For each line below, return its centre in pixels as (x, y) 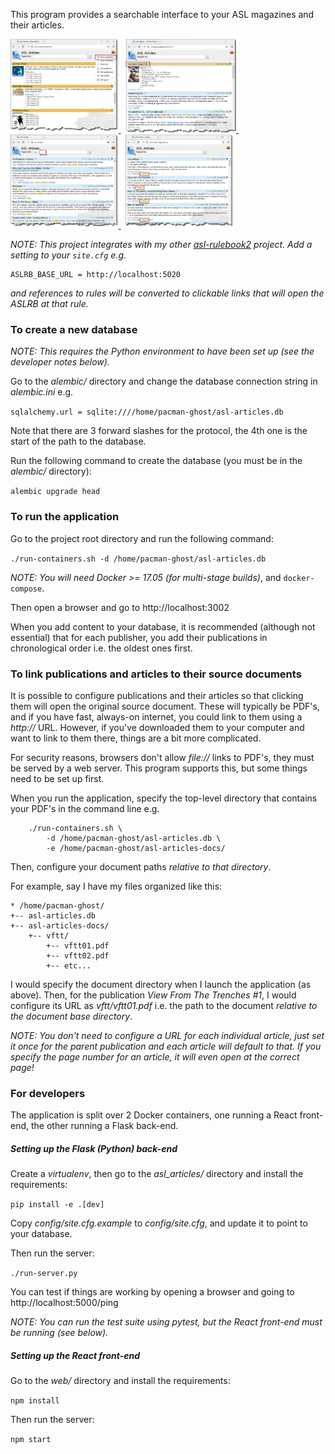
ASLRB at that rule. (49, 303)
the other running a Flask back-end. (104, 1126)
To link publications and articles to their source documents (156, 674)
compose (26, 589)
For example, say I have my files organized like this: (116, 886)
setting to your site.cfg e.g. (68, 255)
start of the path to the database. (78, 441)
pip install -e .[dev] (57, 1205)
